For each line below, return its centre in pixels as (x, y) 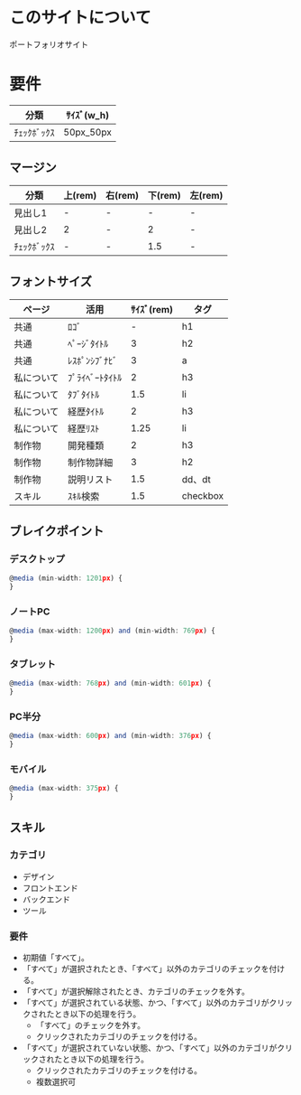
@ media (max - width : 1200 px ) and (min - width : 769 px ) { (113, 631)
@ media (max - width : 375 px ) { (64, 789)
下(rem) (164, 195)
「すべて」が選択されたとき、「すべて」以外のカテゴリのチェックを (146, 969)
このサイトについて (80, 18)
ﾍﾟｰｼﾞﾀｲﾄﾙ (88, 343)
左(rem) (206, 195)
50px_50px (88, 132)
